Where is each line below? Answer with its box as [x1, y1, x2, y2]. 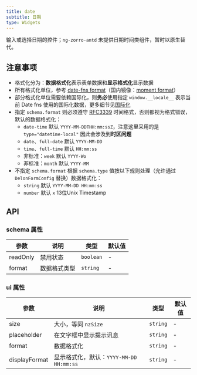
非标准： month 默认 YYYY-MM [23, 160, 89, 167]
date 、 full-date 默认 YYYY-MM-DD [23, 138, 103, 145]
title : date [6, 8, 35, 15]
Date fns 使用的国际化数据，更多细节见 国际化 [21, 101, 131, 109]
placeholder [9, 331, 42, 339]
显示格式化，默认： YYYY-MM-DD [53, 353, 137, 362]
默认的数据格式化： [14, 116, 62, 123]
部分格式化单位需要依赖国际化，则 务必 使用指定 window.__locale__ [14, 94, 174, 101]
